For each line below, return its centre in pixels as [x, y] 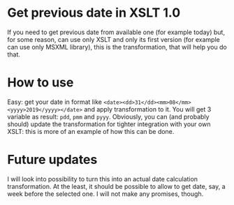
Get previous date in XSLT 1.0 [94, 13]
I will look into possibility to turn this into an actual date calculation [102, 179]
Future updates [52, 160]
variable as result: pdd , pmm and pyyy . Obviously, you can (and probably [108, 116]
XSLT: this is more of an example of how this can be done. [91, 131]
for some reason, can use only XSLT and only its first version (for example [114, 39]
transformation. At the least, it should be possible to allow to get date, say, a [116, 186]
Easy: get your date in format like [55, 102]
